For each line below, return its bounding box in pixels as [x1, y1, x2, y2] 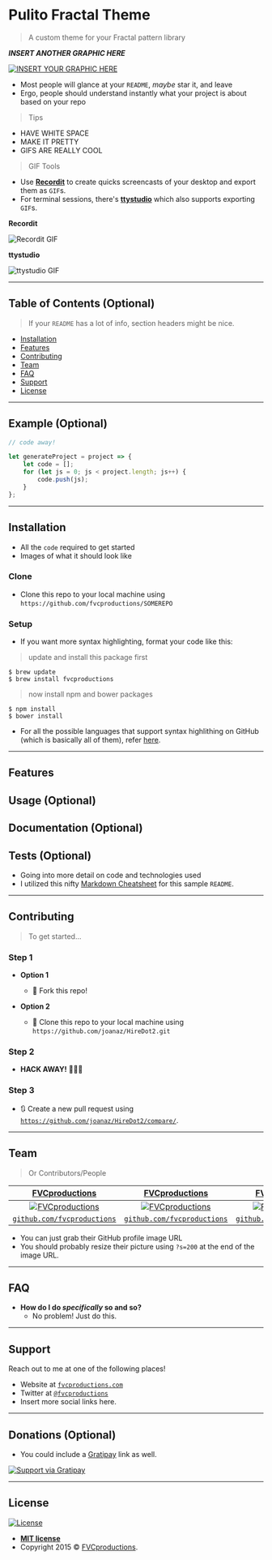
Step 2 [8, 1046, 35, 1057]
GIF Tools [28, 161, 61, 171]
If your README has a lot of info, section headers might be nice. [28, 318, 235, 328]
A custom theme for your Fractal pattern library [28, 32, 186, 42]
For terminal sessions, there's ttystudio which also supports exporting [19, 194, 255, 204]
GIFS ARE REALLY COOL [19, 145, 103, 155]
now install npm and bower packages [28, 689, 154, 699]
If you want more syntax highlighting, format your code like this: [19, 636, 233, 646]
